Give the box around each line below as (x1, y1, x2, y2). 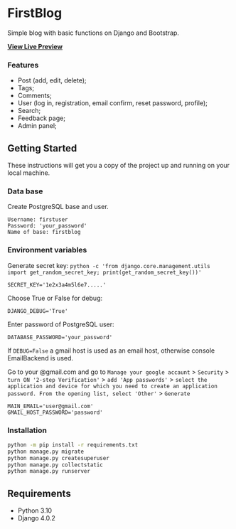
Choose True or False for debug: (7, 294, 103, 302)
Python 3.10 (17, 506, 52, 515)
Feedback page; (17, 114, 66, 122)
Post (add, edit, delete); (17, 76, 87, 85)
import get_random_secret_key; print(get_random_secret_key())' (7, 269, 202, 276)
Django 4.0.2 (17, 514, 55, 523)
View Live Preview (7, 42, 63, 50)
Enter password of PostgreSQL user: (7, 320, 115, 328)
